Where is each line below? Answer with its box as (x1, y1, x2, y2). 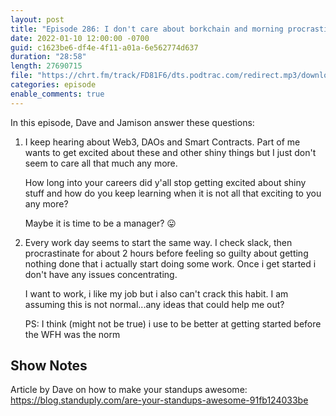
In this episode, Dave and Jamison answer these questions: (10, 116, 255, 128)
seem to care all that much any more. (24, 157, 178, 169)
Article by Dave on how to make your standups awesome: (10, 384, 248, 396)
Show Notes (10, 357, 88, 375)
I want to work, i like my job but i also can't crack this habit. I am (24, 287, 289, 300)
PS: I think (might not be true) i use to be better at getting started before (24, 317, 322, 330)
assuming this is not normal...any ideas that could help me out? (24, 298, 285, 310)
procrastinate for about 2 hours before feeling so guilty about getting (24, 247, 309, 259)
